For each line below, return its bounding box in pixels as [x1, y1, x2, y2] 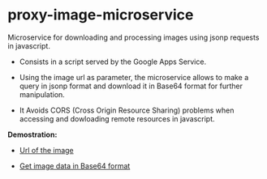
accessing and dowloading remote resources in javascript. [19, 113, 216, 123]
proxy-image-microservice [7, 6, 194, 24]
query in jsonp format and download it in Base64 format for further [19, 81, 243, 91]
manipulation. [19, 89, 66, 99]
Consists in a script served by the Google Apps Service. [19, 57, 207, 66]
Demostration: [7, 130, 58, 139]
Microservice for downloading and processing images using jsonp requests [7, 32, 260, 42]
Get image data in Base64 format [19, 160, 131, 171]
